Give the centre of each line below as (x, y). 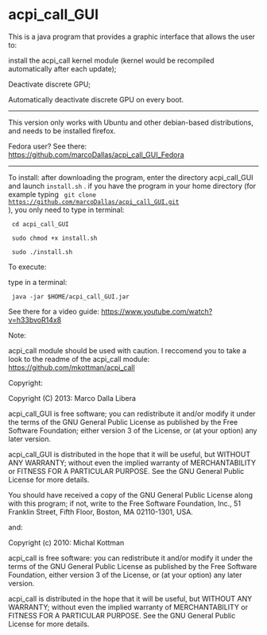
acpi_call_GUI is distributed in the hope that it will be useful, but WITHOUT (130, 454)
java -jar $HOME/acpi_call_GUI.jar (70, 296)
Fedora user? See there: (48, 146)
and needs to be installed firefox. (62, 131)
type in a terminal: (38, 282)
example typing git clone (52, 194)
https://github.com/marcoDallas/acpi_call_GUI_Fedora (96, 154)
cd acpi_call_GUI (40, 224)
